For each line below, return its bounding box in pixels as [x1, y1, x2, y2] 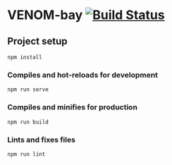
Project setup [7, 35, 68, 47]
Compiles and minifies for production [7, 102, 137, 112]
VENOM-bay [7, 7, 83, 23]
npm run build [7, 118, 49, 126]
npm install [7, 54, 42, 61]
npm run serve [7, 86, 49, 93]
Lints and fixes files [7, 135, 76, 145]
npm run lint [7, 150, 46, 158]
